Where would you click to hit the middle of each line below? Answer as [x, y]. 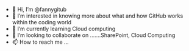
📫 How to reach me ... [40, 42]
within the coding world [42, 22]
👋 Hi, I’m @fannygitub [39, 9]
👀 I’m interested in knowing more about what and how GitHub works [98, 16]
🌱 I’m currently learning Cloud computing [64, 29]
